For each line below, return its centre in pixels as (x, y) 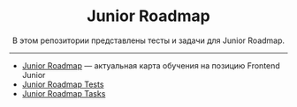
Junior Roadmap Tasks (64, 93)
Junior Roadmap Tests (63, 84)
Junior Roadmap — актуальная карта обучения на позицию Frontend (151, 65)
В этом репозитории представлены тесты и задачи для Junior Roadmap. (148, 40)
